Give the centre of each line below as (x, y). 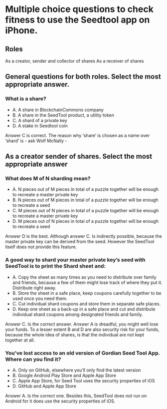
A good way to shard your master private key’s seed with (75, 260)
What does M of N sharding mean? (48, 178)
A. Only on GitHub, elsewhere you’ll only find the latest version (77, 370)
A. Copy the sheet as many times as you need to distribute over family (84, 277)
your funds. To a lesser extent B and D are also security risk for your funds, (82, 329)
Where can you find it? (33, 359)
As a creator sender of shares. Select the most (79, 156)
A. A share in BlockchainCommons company (58, 110)
